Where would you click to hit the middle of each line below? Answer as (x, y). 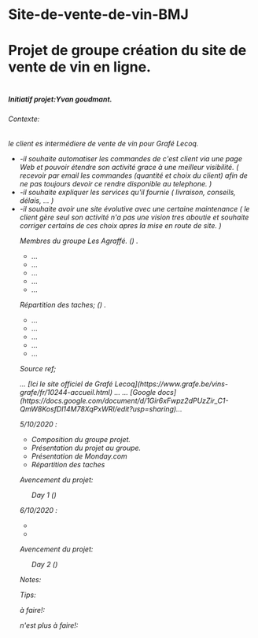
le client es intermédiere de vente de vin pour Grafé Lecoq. (103, 143)
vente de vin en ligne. (80, 67)
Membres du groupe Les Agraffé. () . (79, 241)
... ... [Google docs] (145, 392)
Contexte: (24, 119)
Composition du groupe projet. (81, 439)
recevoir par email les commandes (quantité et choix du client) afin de (133, 175)
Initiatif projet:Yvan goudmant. (60, 99)
